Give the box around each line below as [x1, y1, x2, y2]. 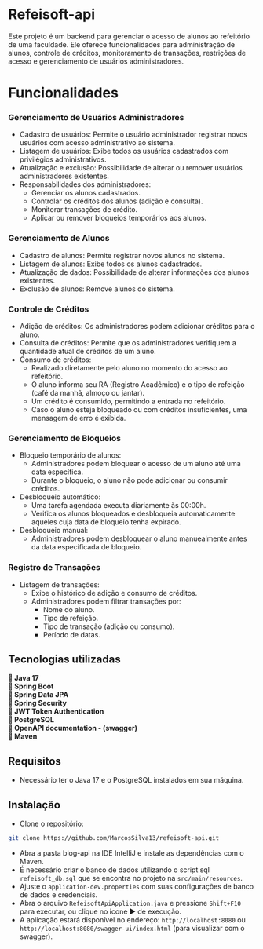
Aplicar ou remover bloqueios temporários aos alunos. [31, 214, 207, 223]
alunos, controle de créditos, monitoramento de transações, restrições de [8, 48, 246, 57]
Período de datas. [42, 630, 100, 639]
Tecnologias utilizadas [8, 653, 121, 666]
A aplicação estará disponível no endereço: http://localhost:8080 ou [19, 914, 246, 924]
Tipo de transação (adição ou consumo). [42, 622, 175, 631]
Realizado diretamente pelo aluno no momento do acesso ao [31, 363, 228, 373]
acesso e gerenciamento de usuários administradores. [8, 57, 184, 66]
